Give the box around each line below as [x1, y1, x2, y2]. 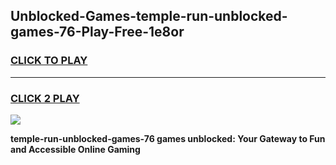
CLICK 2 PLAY [10, 91, 80, 105]
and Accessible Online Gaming [10, 143, 141, 155]
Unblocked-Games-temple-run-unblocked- [10, 8, 288, 25]
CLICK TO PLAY [10, 54, 88, 68]
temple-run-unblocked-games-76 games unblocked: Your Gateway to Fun [10, 132, 326, 144]
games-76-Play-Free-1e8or [10, 24, 185, 41]
